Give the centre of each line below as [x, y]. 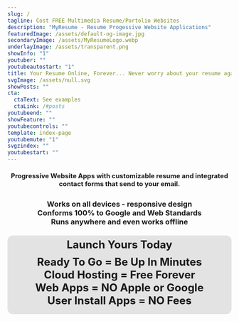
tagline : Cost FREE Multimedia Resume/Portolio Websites [94, 21]
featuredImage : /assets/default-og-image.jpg [76, 34]
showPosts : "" [28, 87]
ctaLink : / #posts [39, 107]
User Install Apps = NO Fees [119, 301]
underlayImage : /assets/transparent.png [68, 47]
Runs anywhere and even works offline [119, 222]
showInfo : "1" [28, 54]
